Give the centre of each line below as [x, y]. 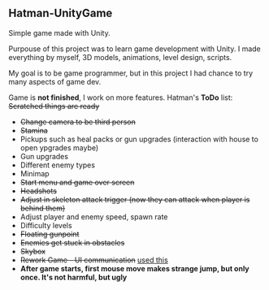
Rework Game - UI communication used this [94, 260]
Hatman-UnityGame [61, 13]
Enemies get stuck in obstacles [72, 242]
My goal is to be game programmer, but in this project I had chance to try [131, 73]
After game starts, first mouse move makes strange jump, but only [134, 268]
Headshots [38, 191]
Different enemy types [58, 165]
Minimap [35, 173]
